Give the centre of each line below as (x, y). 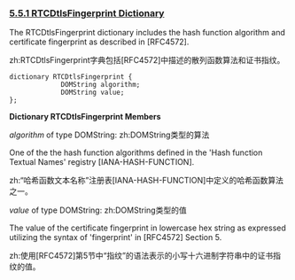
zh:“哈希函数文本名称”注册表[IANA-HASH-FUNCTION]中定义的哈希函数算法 (146, 181)
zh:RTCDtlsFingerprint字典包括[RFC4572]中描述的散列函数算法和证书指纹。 (147, 60)
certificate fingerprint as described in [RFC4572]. (99, 42)
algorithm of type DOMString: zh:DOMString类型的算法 (109, 135)
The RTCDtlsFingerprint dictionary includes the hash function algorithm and (147, 33)
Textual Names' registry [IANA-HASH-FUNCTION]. (102, 162)
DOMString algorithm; (101, 85)
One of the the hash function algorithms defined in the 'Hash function (136, 152)
